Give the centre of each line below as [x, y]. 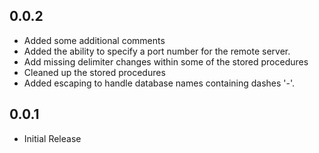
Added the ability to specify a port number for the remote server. [157, 51]
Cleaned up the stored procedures [94, 72]
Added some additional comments [94, 40]
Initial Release [52, 138]
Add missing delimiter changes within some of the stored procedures [166, 61]
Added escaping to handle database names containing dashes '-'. [159, 83]
